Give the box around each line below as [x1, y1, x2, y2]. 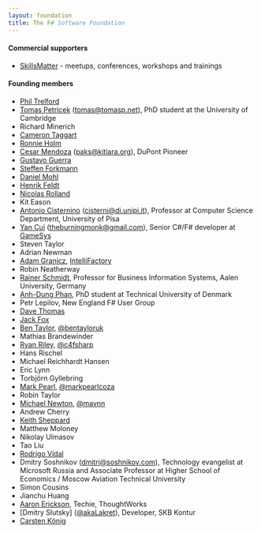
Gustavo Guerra [19, 155, 72, 164]
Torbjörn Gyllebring [19, 373, 84, 383]
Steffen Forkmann [19, 163, 79, 173]
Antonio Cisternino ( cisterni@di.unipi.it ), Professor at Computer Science [19, 205, 254, 215]
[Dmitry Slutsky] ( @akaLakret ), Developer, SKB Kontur [19, 507, 196, 517]
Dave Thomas [19, 306, 65, 316]
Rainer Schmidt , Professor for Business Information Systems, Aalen [19, 272, 239, 282]
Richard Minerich [19, 122, 76, 131]
